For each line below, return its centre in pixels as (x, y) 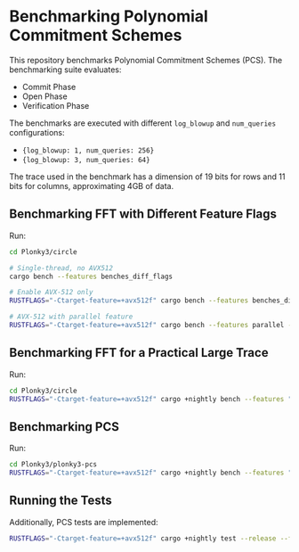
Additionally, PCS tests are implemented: (84, 522)
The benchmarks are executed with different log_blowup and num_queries (143, 123)
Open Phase (45, 96)
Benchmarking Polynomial (109, 16)
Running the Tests (61, 501)
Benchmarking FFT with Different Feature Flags (143, 214)
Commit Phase (49, 87)
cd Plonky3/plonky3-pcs (53, 465)
